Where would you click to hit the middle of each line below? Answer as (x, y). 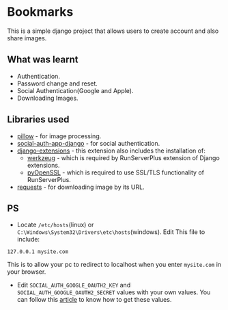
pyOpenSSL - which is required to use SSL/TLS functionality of (116, 172)
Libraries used (38, 119)
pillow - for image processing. (59, 136)
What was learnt (43, 60)
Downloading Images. (47, 98)
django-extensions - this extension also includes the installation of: (111, 151)
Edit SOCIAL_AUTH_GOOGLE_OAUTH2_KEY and (74, 285)
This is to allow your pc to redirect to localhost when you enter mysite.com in (114, 265)
